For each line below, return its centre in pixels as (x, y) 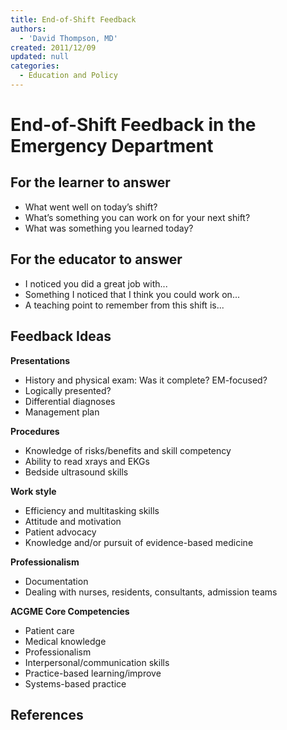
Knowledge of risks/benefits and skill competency (128, 450)
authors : (28, 29)
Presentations (40, 360)
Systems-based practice (75, 683)
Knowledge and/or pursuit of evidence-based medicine (139, 542)
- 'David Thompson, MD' (68, 38)
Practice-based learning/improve (93, 673)
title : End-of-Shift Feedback (73, 19)
